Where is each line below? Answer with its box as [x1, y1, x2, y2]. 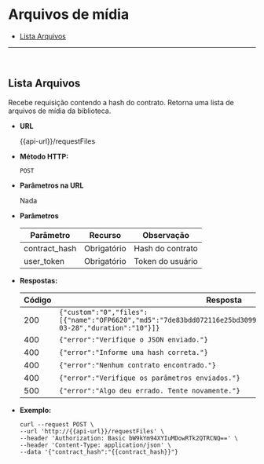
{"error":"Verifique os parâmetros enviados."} [58, 373, 241, 382]
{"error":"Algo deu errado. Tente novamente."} [58, 386, 241, 395]
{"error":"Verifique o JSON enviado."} [58, 335, 208, 344]
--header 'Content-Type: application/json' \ [19, 441, 171, 449]
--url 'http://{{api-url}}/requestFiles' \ [19, 427, 165, 435]
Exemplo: [19, 405, 52, 415]
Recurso [89, 229, 122, 240]
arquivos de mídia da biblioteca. [8, 106, 112, 115]
